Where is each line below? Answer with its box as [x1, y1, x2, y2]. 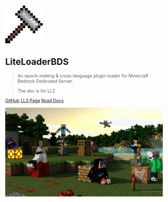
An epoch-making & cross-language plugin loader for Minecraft [17, 72, 148, 78]
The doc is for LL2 [17, 87, 55, 93]
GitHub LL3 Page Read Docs [5, 97, 64, 104]
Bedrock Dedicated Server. [17, 78, 73, 84]
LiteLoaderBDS [5, 56, 69, 68]
